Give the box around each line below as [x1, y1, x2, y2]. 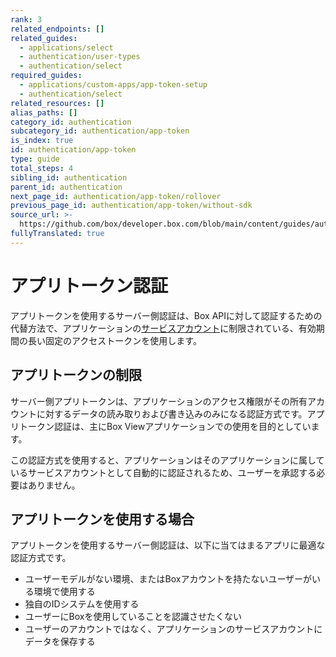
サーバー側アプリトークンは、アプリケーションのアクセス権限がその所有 [10, 395, 308, 407]
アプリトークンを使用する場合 [10, 511, 195, 528]
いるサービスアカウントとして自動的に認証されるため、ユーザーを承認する [10, 466, 317, 478]
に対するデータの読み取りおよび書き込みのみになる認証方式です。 [36, 407, 308, 420]
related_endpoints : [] [10, 24, 105, 34]
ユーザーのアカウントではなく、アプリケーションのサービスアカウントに [24, 623, 323, 635]
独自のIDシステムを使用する [24, 598, 140, 610]
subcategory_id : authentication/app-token [10, 126, 190, 136]
